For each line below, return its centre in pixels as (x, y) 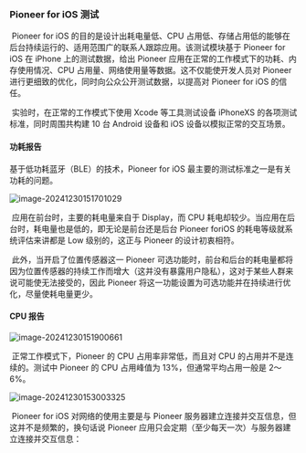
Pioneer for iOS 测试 (54, 14)
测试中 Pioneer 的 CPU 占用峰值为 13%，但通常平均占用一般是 (150, 367)
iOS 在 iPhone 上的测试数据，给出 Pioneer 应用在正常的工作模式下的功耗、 (149, 59)
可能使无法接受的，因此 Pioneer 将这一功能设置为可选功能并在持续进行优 (154, 282)
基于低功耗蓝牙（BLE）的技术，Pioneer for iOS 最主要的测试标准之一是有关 (151, 169)
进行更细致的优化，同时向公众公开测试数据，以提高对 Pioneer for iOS (139, 82)
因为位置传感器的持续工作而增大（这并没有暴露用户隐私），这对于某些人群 (148, 270)
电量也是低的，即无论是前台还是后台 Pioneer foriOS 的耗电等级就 (163, 228)
